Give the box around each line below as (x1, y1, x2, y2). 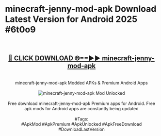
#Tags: (74, 116, 89, 122)
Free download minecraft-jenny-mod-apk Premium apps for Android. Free (8, 101, 155, 106)
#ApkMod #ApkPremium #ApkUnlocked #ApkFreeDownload (21, 121, 142, 127)
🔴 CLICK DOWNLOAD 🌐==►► (8, 54, 101, 63)
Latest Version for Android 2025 (5, 14, 138, 25)
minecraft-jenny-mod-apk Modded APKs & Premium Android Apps (15, 80, 148, 85)
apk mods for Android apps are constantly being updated (24, 105, 139, 111)
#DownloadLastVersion (58, 126, 105, 132)
